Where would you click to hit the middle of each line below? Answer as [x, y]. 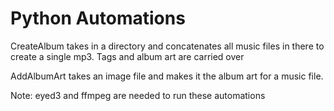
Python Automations [98, 18]
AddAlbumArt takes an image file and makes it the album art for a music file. [167, 76]
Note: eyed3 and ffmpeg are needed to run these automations [138, 95]
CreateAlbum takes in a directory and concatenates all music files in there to [167, 46]
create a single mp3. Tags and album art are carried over [127, 56]
